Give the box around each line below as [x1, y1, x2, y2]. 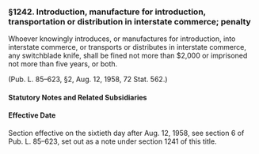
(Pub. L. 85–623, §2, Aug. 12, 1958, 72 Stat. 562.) [8, 74, 168, 85]
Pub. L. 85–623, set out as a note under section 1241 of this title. [8, 137, 217, 146]
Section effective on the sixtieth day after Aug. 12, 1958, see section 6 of [8, 129, 245, 138]
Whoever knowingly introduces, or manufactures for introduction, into [8, 34, 236, 43]
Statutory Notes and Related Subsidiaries [8, 92, 147, 102]
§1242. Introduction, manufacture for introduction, [8, 6, 206, 17]
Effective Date [8, 111, 56, 120]
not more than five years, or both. [8, 59, 118, 69]
